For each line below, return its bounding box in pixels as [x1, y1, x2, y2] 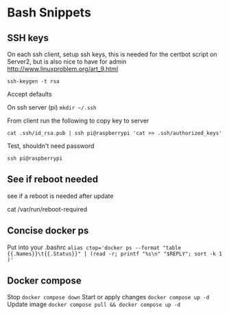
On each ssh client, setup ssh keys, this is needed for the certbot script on [7, 50, 217, 58]
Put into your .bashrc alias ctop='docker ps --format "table [7, 243, 182, 251]
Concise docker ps [7, 225, 89, 237]
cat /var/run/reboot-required [7, 205, 88, 213]
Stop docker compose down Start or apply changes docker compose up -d [7, 293, 210, 301]
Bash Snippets [7, 5, 91, 21]
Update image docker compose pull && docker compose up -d [7, 300, 180, 309]
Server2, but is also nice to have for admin [7, 58, 127, 66]
